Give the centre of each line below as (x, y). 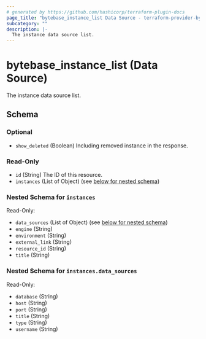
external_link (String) (44, 242)
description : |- (27, 29)
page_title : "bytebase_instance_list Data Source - (74, 18)
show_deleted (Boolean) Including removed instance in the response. (101, 146)
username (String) (36, 329)
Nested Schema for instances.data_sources (72, 271)
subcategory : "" (27, 23)
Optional (19, 132)
